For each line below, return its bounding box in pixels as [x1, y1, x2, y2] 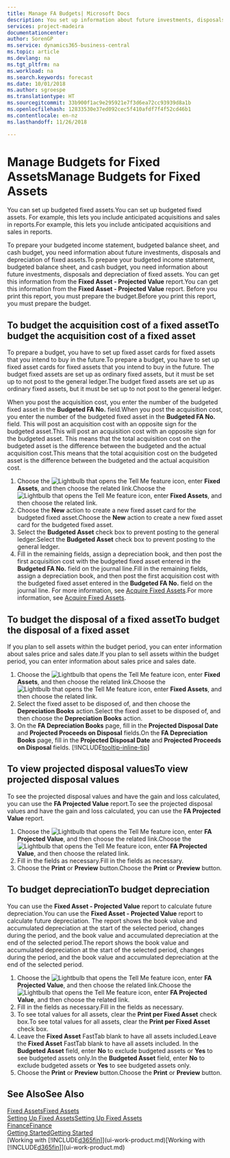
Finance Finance [7, 1121, 53, 1129]
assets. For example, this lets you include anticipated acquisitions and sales [7, 213, 220, 222]
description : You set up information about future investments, [7, 16, 194, 23]
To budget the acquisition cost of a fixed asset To [7, 319, 220, 331]
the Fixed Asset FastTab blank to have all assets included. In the [16, 1039, 199, 1047]
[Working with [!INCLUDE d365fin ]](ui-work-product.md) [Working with [7, 1135, 205, 1144]
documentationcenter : [7, 29, 69, 36]
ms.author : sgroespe [7, 86, 66, 93]
